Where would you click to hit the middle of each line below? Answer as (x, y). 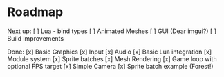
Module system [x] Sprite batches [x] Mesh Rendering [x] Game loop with (112, 58)
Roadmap (35, 12)
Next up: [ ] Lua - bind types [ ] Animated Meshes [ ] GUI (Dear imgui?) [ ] (112, 31)
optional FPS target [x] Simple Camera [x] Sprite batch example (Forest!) (110, 66)
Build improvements (36, 38)
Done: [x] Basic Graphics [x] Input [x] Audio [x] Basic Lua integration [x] (110, 52)
